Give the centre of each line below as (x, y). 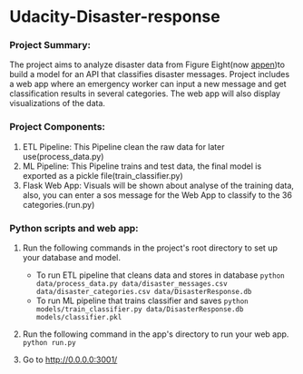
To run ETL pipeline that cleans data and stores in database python (161, 275)
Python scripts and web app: (74, 228)
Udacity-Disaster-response (115, 17)
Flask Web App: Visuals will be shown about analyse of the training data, (158, 185)
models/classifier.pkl (79, 318)
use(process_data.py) (63, 156)
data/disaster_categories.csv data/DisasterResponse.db (144, 292)
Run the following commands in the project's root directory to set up (150, 248)
